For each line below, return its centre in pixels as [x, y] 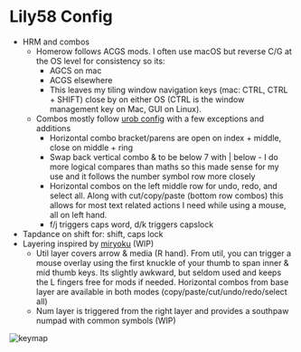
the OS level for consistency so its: [100, 61]
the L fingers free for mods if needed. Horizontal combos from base [162, 281]
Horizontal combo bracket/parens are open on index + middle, [165, 138]
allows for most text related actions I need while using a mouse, [168, 205]
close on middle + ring [91, 147]
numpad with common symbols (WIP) [106, 320]
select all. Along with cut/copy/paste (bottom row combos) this [166, 195]
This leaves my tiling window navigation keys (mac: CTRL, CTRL [169, 90]
